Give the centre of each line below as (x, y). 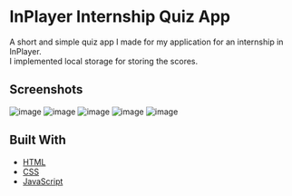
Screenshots (46, 89)
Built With (38, 140)
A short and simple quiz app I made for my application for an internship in (146, 42)
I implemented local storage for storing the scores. (104, 61)
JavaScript (43, 181)
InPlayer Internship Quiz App (120, 17)
